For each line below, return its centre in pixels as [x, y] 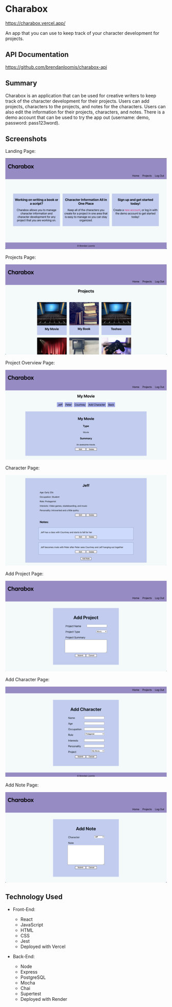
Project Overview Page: [30, 363]
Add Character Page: [27, 680]
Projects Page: [21, 257]
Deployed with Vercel [43, 946]
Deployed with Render [44, 999]
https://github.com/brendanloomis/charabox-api [56, 67]
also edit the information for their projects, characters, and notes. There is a [85, 112]
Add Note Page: [22, 785]
